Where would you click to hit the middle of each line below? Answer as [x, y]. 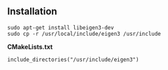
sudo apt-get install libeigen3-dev [61, 27]
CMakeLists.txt [30, 47]
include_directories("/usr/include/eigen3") [73, 59]
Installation [32, 12]
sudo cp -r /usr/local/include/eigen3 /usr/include [84, 34]
